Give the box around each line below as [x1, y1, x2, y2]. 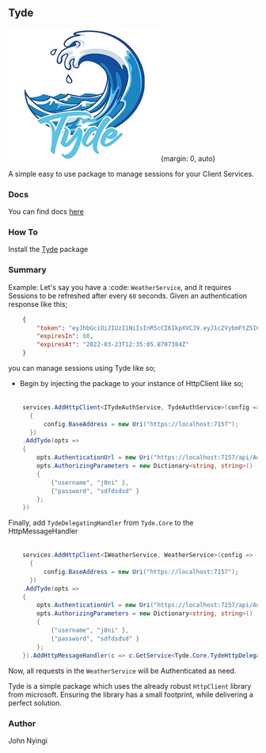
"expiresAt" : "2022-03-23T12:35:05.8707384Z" [36, 341, 190, 349]
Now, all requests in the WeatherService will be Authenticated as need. [8, 666, 237, 675]
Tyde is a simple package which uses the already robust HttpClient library [8, 681, 252, 690]
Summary [8, 265, 47, 276]
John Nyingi [8, 736, 47, 745]
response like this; [8, 299, 68, 308]
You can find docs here [8, 207, 85, 216]
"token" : [36, 324, 66, 332]
